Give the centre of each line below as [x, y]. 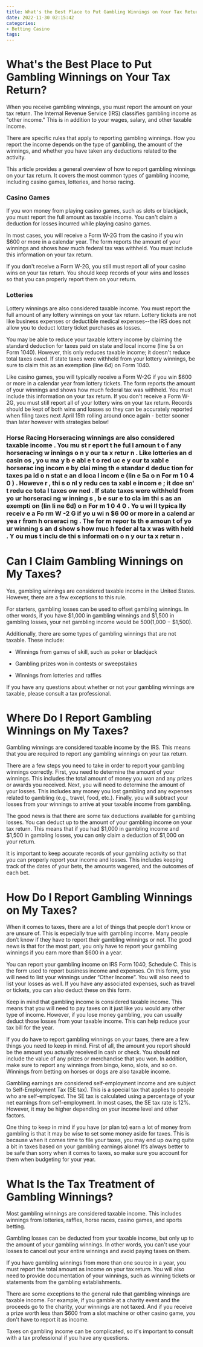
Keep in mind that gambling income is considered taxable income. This [94, 1002]
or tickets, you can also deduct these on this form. [69, 990]
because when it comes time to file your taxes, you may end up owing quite [100, 1140]
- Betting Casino [28, 29]
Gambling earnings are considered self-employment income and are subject [101, 1083]
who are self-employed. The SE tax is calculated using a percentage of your [101, 1096]
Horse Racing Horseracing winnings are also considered [91, 437]
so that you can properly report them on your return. [72, 279]
